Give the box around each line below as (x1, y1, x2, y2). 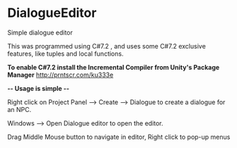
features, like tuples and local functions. (7, 49, 124, 58)
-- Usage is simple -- (7, 84, 69, 92)
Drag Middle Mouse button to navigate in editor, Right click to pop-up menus (7, 132, 231, 141)
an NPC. (7, 105, 32, 113)
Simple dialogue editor (7, 28, 73, 37)
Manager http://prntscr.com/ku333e (7, 70, 114, 79)
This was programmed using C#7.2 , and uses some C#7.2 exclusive (7, 42, 207, 50)
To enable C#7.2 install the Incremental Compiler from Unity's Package (7, 63, 220, 71)
